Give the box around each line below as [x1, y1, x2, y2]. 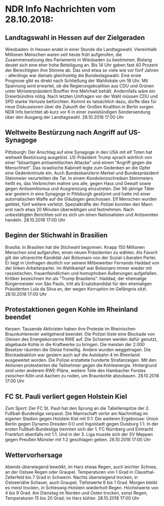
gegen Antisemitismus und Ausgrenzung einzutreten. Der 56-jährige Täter [5, 186, 155, 191]
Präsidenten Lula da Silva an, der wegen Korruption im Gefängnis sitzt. [5, 286, 148, 292]
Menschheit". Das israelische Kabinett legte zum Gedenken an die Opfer [5, 164, 151, 170]
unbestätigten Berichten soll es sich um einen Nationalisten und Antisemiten [5, 212, 159, 217]
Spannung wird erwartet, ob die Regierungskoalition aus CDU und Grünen [5, 83, 154, 89]
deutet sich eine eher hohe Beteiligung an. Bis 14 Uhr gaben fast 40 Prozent [5, 62, 158, 68]
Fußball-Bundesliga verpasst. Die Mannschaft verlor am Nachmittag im [5, 411, 148, 417]
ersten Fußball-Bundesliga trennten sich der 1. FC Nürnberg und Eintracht [5, 426, 153, 432]
